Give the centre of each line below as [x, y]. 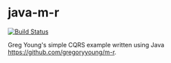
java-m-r [34, 13]
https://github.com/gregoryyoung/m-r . [62, 52]
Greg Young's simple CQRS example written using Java [86, 45]
